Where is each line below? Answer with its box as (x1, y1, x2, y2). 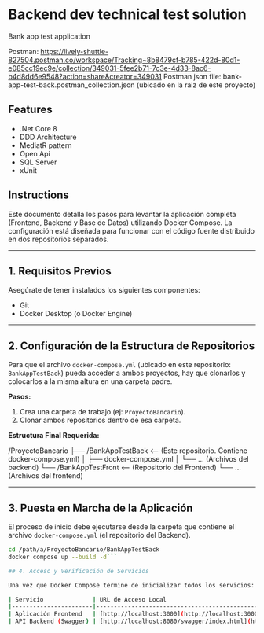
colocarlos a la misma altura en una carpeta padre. (8, 377, 173, 386)
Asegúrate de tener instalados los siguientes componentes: (8, 285, 200, 295)
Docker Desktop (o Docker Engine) (19, 309, 133, 318)
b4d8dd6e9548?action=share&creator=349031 (8, 72, 163, 81)
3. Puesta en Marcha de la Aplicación (8, 501, 193, 514)
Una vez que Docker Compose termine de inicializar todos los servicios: (8, 581, 255, 589)
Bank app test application (8, 31, 90, 41)
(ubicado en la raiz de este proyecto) (136, 80, 256, 90)
